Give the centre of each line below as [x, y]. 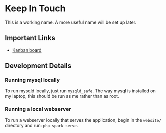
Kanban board [27, 50]
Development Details [38, 66]
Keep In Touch [35, 9]
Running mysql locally [33, 80]
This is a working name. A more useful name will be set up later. [71, 22]
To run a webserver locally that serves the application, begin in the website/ [83, 120]
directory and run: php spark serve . [42, 125]
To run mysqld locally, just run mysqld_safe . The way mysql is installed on [80, 91]
